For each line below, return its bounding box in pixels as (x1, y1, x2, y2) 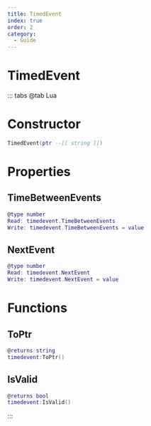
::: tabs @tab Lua (7, 91, 57, 100)
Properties (7, 164, 71, 180)
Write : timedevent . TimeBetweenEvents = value (7, 224, 144, 232)
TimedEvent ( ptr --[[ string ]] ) (7, 140, 103, 147)
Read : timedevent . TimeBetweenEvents (7, 217, 116, 224)
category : (7, 30, 37, 38)
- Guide (13, 37, 37, 44)
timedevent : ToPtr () (7, 353, 65, 360)
